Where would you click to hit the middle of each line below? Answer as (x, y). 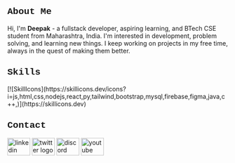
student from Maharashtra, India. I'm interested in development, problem (112, 36)
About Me (29, 12)
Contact (27, 126)
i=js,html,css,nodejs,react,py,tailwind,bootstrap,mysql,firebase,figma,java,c (116, 96)
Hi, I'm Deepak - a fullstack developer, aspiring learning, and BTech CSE (112, 28)
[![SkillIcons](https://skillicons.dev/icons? (67, 89)
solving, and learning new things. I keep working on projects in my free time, (117, 43)
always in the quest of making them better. (69, 51)
